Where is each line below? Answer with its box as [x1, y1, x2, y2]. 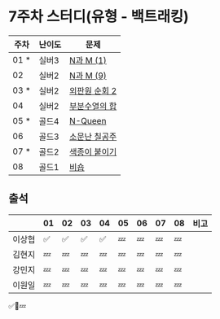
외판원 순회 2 [68, 85, 117, 96]
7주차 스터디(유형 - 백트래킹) [8, 7, 189, 26]
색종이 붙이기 [68, 146, 117, 157]
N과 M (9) [68, 70, 108, 81]
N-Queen [68, 115, 107, 126]
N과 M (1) [68, 55, 108, 66]
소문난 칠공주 [68, 131, 117, 142]
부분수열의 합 [68, 100, 117, 111]
